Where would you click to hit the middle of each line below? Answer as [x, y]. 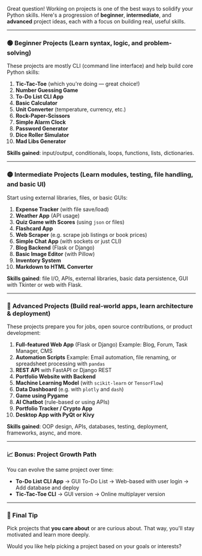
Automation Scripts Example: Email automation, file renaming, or [96, 357]
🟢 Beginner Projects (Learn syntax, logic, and [75, 43]
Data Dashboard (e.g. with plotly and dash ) [70, 389]
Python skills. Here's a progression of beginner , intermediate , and [89, 15]
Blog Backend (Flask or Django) [55, 247]
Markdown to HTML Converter [54, 266]
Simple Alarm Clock [41, 122]
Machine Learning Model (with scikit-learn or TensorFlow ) [89, 383]
